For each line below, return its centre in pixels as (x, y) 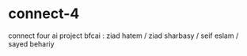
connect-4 (44, 14)
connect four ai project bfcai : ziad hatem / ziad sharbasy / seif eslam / (123, 35)
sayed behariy (31, 43)
